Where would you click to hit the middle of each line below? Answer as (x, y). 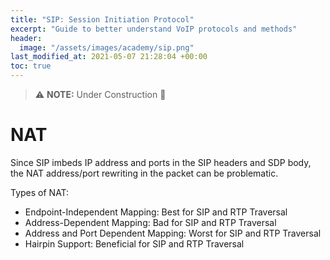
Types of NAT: (40, 192)
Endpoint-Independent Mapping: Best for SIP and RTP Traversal (156, 212)
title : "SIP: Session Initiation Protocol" (102, 19)
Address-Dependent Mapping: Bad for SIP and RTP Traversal (150, 222)
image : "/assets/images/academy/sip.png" (107, 47)
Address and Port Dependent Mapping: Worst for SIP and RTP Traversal (173, 233)
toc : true (31, 66)
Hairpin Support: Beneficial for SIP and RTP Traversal (134, 243)
